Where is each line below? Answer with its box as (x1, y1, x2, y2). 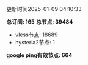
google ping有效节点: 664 (6, 52, 73, 59)
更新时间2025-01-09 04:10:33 (6, 5, 82, 12)
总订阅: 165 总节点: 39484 (6, 18, 73, 26)
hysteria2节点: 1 (15, 39, 55, 46)
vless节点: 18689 (15, 31, 58, 38)
